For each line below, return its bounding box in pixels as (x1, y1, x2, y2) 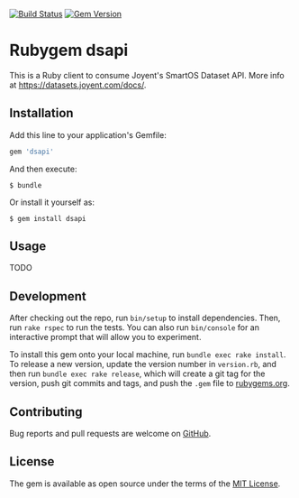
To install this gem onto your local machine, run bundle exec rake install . (9, 349, 286, 360)
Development (9, 289, 87, 304)
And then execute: (9, 163, 77, 174)
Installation (9, 106, 74, 121)
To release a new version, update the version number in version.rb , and (9, 359, 277, 370)
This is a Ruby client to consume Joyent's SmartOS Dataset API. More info (9, 69, 285, 80)
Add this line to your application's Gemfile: (9, 129, 167, 140)
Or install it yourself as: (9, 197, 95, 207)
